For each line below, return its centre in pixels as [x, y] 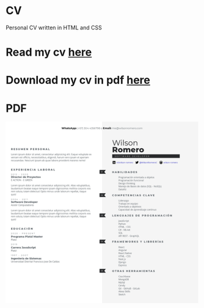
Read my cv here [49, 52]
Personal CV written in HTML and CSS [54, 28]
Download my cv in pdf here [78, 80]
